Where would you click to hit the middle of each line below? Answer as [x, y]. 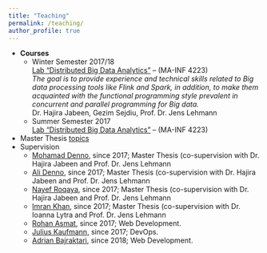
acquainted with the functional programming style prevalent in [135, 96]
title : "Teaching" [39, 16]
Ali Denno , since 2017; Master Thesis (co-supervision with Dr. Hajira [143, 172]
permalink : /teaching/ [46, 23]
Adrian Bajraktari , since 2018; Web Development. [112, 240]
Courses [34, 54]
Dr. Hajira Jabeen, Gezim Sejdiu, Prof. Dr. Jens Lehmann [124, 113]
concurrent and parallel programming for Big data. [116, 104]
